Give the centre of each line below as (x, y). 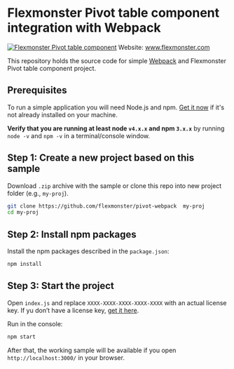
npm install (25, 264)
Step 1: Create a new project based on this (101, 158)
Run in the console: (35, 323)
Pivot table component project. (52, 68)
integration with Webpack (84, 28)
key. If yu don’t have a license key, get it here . (73, 310)
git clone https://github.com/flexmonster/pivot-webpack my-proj (106, 206)
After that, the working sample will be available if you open (92, 350)
